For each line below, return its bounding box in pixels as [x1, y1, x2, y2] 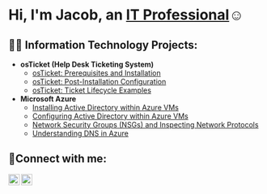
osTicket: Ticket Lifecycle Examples [32, 85, 152, 95]
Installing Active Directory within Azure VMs [32, 103, 180, 112]
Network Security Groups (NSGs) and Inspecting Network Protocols [32, 120, 259, 129]
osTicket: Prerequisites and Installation [32, 68, 162, 78]
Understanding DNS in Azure [32, 128, 129, 138]
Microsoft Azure [19, 94, 77, 103]
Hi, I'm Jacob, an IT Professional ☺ [8, 6, 244, 24]
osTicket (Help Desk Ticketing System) [19, 59, 155, 69]
